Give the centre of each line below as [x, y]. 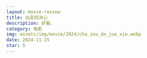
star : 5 [16, 46]
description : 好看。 [31, 23]
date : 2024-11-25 [28, 40]
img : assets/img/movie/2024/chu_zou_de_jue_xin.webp [74, 34]
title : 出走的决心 [27, 18]
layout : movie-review [33, 12]
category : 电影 [24, 29]
